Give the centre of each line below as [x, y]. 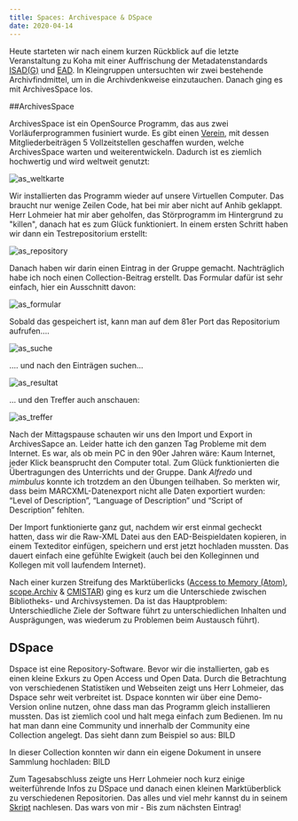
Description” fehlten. [47, 510]
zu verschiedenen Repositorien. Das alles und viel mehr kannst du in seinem [149, 798]
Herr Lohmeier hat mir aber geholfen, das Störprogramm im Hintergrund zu [146, 214]
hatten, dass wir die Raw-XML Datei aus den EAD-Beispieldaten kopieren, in [148, 536]
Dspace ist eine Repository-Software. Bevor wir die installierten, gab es [139, 669]
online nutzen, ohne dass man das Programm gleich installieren [154, 707]
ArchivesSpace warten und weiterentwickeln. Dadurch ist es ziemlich [135, 151]
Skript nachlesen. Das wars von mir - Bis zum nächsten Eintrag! [125, 808]
